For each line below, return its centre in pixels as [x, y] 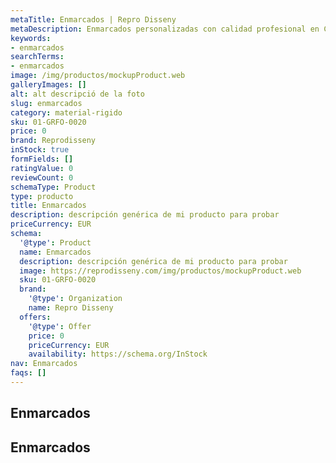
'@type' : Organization [75, 299]
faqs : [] [28, 373]
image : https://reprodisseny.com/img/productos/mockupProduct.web [160, 271]
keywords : [31, 38]
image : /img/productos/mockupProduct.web [98, 76]
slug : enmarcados [46, 103]
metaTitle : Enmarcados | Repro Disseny [93, 19]
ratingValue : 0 [42, 168]
